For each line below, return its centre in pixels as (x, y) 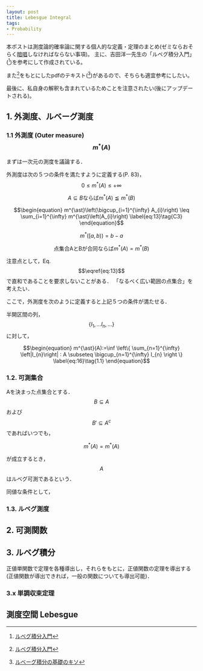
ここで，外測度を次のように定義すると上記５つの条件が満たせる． (88, 302)
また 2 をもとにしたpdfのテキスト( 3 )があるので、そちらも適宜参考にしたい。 (100, 74)
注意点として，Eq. (29, 261)
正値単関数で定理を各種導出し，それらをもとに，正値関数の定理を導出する (99, 568)
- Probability (24, 29)
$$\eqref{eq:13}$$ (101, 271)
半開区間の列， (25, 315)
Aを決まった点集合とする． (40, 392)
